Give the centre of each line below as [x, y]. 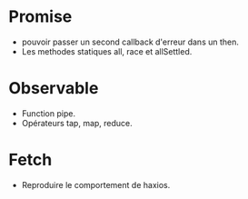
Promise [40, 17]
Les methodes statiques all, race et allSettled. [107, 51]
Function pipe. [49, 113]
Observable [54, 89]
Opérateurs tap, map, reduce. [77, 123]
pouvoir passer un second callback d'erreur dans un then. [130, 42]
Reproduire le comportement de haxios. [96, 184]
